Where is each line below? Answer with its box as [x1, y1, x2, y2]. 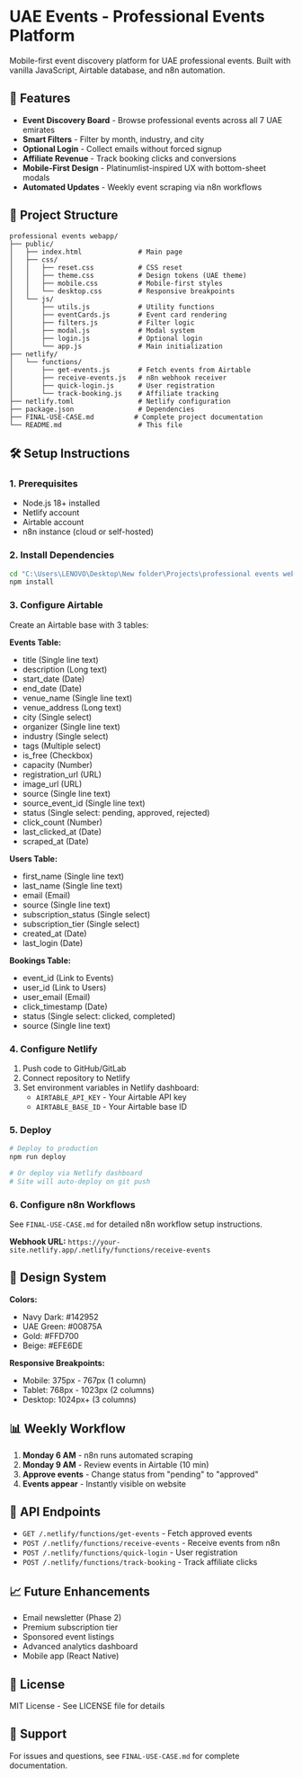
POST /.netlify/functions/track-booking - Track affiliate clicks [22, 1557, 258, 1568]
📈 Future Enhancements [9, 1584, 151, 1599]
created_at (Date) [22, 928, 87, 939]
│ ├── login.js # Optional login [9, 334, 203, 343]
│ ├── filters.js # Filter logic [9, 317, 195, 327]
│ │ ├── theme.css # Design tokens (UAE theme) [9, 271, 247, 280]
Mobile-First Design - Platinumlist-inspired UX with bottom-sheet [22, 162, 267, 173]
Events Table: [9, 637, 61, 648]
